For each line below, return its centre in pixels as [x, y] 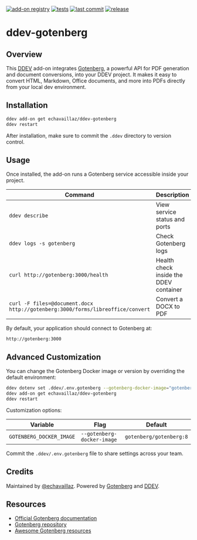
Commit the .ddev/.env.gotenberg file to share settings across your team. [95, 453]
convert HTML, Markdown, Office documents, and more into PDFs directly [96, 81]
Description [172, 195]
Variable [42, 425]
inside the [169, 275]
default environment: [31, 377]
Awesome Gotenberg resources [53, 531]
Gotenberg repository [40, 525]
